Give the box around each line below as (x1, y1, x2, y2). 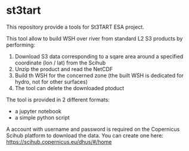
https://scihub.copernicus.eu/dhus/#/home (6, 138, 112, 145)
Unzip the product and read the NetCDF (14, 65, 113, 72)
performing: (6, 41, 36, 48)
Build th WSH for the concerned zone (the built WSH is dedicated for (14, 72, 184, 79)
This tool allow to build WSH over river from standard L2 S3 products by (6, 35, 183, 42)
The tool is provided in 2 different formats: (6, 96, 110, 103)
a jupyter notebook (14, 107, 61, 115)
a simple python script (14, 114, 70, 121)
